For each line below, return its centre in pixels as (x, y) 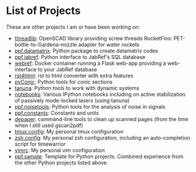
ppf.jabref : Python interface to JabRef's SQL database (80, 57)
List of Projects (43, 11)
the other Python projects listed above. (61, 163)
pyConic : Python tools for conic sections (63, 82)
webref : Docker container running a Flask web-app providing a (90, 63)
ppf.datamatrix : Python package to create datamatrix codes (86, 50)
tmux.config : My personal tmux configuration (69, 131)
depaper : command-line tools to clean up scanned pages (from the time (102, 119)
